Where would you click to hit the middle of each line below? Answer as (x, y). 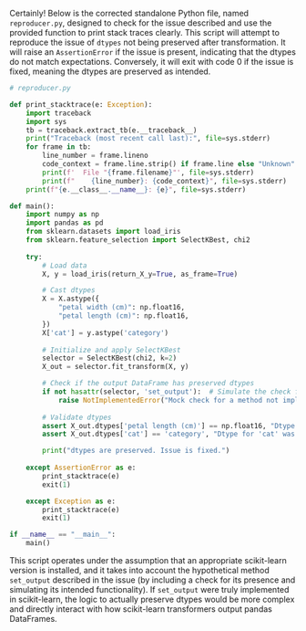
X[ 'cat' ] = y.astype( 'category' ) (106, 332)
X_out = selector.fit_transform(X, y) (116, 367)
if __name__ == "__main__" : (63, 535)
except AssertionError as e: (81, 468)
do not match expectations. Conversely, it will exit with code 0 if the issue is (152, 62)
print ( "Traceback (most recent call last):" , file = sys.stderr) (148, 139)
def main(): (32, 206)
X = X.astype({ (71, 299)
